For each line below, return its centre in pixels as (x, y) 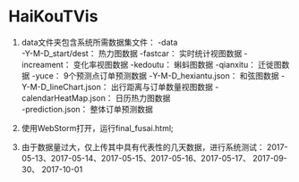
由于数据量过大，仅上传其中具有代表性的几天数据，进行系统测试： (143, 147)
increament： (46, 64)
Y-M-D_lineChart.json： (65, 87)
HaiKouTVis (53, 17)
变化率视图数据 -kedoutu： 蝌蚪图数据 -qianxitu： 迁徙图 (178, 64)
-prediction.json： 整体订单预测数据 (87, 109)
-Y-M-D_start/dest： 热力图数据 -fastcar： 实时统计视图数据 (132, 53)
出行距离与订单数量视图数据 (162, 87)
